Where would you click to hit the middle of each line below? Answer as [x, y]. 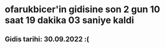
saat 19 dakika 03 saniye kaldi [69, 20]
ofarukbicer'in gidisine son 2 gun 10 [82, 9]
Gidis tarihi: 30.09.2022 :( [47, 39]
